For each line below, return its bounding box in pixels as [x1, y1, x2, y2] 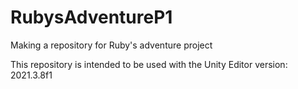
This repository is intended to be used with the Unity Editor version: [10, 58, 288, 70]
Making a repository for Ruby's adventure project [10, 39, 213, 51]
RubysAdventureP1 [10, 6, 173, 29]
